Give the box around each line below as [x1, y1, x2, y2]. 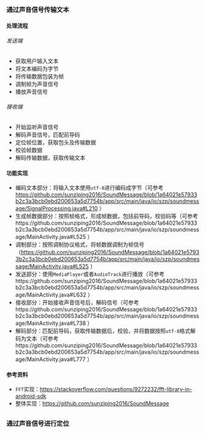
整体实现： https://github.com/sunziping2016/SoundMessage [15, 400, 170, 407]
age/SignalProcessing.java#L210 [15, 205, 98, 213]
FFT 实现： [15, 386, 40, 393]
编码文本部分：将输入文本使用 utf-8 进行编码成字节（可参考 [15, 184, 164, 192]
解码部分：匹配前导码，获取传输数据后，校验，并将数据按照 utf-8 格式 [15, 327, 191, 335]
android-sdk [15, 392, 47, 400]
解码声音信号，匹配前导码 [15, 131, 80, 138]
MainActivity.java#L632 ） [26, 291, 93, 298]
